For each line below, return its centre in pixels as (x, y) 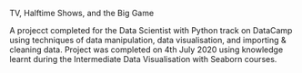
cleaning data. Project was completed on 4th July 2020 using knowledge (146, 50)
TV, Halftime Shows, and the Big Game (82, 13)
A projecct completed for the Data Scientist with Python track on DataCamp (151, 30)
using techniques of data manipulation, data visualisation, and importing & (148, 40)
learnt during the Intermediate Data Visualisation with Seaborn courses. (143, 59)
